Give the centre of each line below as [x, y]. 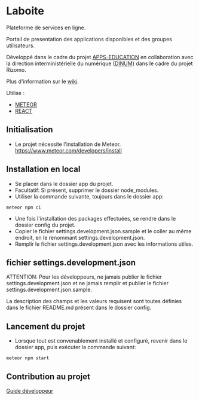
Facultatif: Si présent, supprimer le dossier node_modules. [87, 190]
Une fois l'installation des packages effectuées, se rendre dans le [95, 218]
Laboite [25, 11]
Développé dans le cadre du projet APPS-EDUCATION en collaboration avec [100, 57]
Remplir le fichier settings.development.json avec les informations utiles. [104, 244]
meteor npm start [28, 358]
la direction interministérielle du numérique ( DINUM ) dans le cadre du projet [99, 63]
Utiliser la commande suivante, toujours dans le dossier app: [89, 196]
